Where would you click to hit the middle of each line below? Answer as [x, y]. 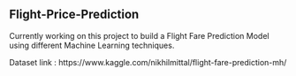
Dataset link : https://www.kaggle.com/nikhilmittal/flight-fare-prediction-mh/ [148, 62]
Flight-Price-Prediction [74, 15]
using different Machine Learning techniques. [92, 45]
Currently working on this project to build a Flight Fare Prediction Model [139, 35]
